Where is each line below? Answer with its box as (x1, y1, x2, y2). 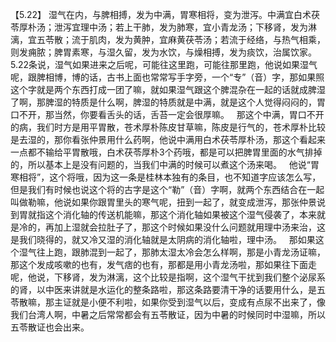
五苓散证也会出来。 (10, 321, 90, 333)
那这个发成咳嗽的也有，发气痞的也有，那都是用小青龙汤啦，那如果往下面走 (10, 259, 317, 270)
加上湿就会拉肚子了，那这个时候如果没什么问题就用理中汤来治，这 (53, 221, 326, 233)
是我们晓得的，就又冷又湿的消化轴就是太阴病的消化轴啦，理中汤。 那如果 (10, 234, 316, 245)
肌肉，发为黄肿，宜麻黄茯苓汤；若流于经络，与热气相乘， (88, 34, 326, 45)
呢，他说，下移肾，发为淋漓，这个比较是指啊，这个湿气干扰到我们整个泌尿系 (10, 271, 326, 283)
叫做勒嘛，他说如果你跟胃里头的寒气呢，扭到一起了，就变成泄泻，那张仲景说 (10, 196, 326, 208)
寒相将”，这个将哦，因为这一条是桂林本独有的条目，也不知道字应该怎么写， (10, 171, 322, 183)
